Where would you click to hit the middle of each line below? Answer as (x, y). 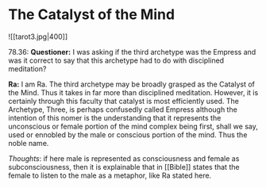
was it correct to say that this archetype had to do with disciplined (116, 60)
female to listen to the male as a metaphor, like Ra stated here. (110, 175)
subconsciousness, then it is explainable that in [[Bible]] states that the (124, 167)
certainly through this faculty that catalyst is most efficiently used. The (124, 101)
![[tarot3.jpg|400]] (38, 36)
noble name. (29, 143)
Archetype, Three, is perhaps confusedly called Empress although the (123, 109)
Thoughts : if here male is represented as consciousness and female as (124, 158)
